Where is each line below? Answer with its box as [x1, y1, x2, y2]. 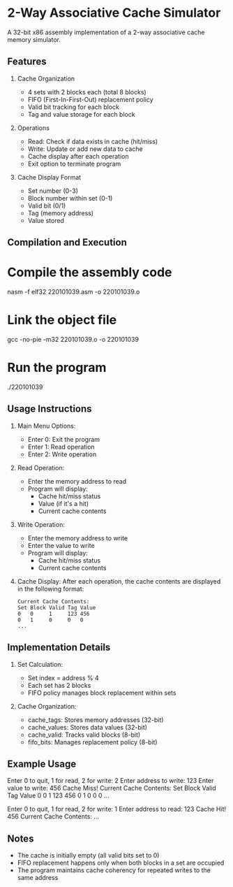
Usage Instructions [7, 403, 92, 415]
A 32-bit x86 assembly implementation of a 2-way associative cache [7, 28, 205, 36]
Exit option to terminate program [27, 159, 121, 168]
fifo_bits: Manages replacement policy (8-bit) [27, 737, 158, 746]
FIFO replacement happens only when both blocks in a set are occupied [17, 858, 225, 867]
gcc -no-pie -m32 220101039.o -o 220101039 [7, 336, 140, 344]
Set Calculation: [17, 660, 63, 668]
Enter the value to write [27, 541, 96, 549]
